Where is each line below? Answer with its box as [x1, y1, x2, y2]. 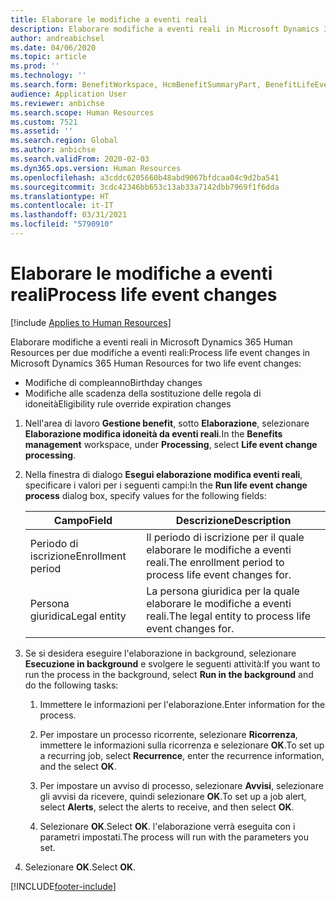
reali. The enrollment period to [146, 555, 285, 569]
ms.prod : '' [10, 61, 60, 71]
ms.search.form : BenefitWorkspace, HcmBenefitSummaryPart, [10, 80, 262, 90]
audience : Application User [10, 89, 128, 99]
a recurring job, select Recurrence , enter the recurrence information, [39, 749, 325, 761]
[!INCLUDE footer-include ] [10, 880, 117, 892]
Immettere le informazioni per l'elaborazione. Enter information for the [39, 698, 326, 710]
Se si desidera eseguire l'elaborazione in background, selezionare [24, 647, 297, 659]
